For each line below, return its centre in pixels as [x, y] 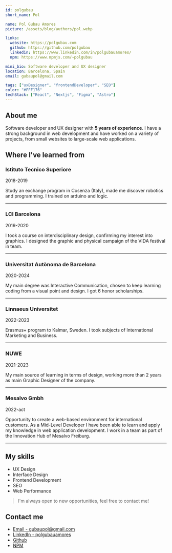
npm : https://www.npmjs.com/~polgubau [51, 57]
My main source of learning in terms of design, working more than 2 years [84, 374]
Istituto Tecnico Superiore [38, 170]
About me [21, 116]
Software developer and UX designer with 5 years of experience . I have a [83, 128]
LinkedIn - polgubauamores [42, 535]
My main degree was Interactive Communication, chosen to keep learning [83, 285]
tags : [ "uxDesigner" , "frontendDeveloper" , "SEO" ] [60, 85]
